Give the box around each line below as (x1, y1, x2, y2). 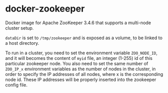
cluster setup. (5, 25, 34, 31)
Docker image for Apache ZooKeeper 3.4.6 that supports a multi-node (5, 20, 151, 26)
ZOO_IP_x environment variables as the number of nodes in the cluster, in (5, 66, 156, 72)
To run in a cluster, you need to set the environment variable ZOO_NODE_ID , (5, 50, 158, 56)
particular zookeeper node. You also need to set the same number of (5, 60, 148, 66)
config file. (5, 81, 28, 88)
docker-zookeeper (5, 3, 85, 15)
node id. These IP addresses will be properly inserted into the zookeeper (5, 76, 156, 82)
